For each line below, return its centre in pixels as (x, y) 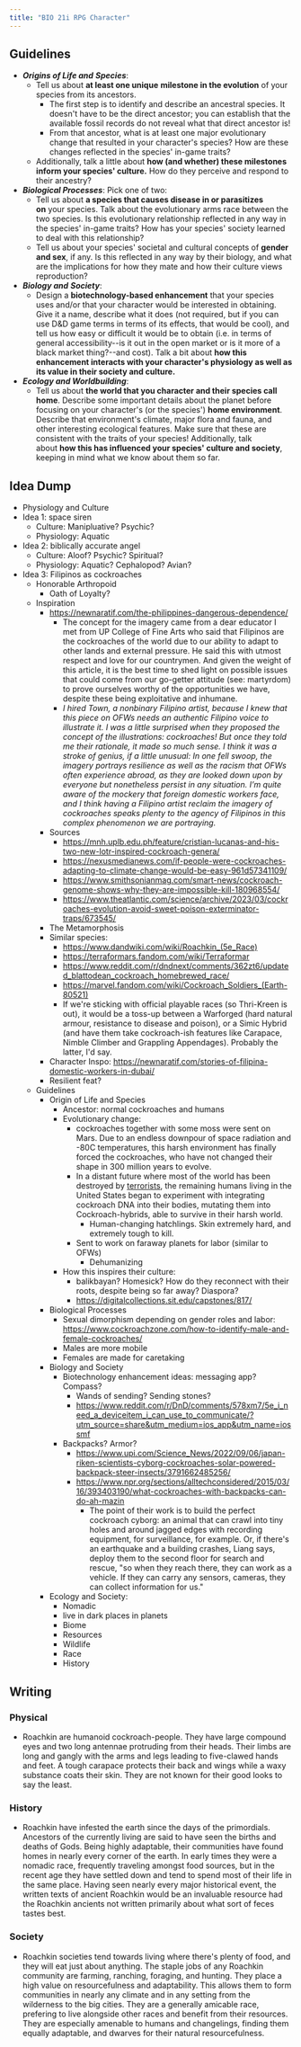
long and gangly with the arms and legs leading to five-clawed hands (150, 1756)
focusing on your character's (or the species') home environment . (159, 410)
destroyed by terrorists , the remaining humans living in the (184, 1186)
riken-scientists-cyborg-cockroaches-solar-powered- (176, 1463)
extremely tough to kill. (132, 1233)
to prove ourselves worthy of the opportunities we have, (166, 690)
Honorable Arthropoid (76, 584)
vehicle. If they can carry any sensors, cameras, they (187, 1578)
